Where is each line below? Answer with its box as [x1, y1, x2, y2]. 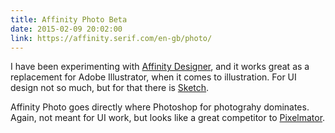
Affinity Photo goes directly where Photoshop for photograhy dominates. [10, 101, 310, 113]
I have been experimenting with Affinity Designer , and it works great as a [10, 61, 310, 73]
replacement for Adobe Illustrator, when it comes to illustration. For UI [10, 71, 297, 83]
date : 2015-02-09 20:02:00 [10, 24, 123, 34]
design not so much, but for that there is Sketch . [10, 82, 210, 94]
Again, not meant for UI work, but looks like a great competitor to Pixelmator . [10, 112, 326, 124]
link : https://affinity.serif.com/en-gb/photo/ [10, 33, 213, 43]
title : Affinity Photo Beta [10, 14, 128, 25]
